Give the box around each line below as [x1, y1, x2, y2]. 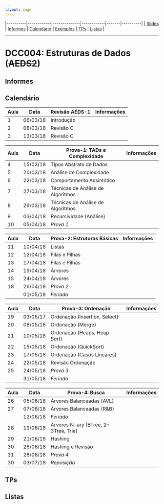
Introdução [50, 117, 76, 124]
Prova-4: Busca [67, 389, 105, 396]
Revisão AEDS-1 [50, 109, 91, 115]
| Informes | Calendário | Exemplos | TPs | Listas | [5, 25, 105, 32]
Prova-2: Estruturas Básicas [50, 235, 119, 242]
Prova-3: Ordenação [61, 305, 111, 312]
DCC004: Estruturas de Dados [5, 47, 131, 59]
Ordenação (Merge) [50, 321, 97, 328]
